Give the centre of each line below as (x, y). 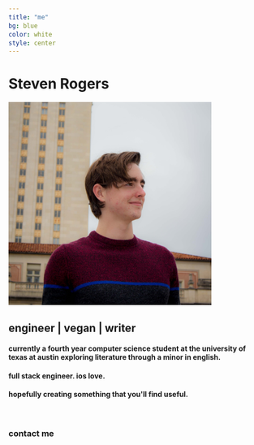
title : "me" (28, 17)
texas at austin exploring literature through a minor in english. (115, 357)
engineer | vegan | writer (72, 328)
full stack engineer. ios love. (57, 376)
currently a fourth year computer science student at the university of (127, 348)
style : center (32, 43)
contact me (31, 433)
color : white (30, 34)
